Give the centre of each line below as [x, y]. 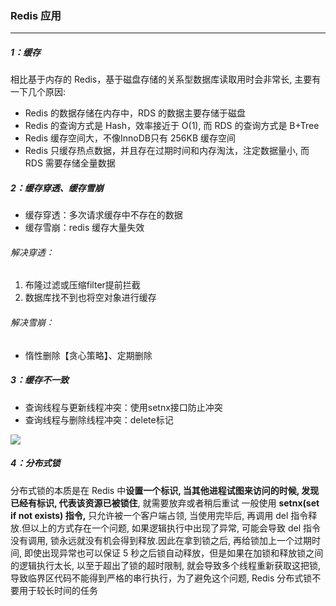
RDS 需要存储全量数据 [70, 163]
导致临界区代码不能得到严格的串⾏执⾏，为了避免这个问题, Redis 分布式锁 [161, 578]
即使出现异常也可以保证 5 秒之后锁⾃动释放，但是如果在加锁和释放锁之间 [173, 553]
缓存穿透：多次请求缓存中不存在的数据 [103, 215]
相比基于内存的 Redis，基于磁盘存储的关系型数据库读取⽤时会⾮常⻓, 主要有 [166, 79]
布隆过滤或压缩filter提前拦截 [82, 285]
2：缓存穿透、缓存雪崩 [57, 188]
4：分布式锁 [35, 463]
